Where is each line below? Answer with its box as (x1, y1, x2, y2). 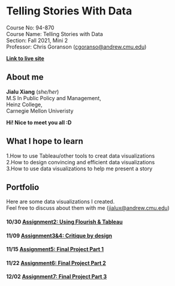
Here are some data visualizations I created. (6, 198, 115, 205)
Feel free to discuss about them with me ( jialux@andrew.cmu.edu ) (6, 204, 170, 212)
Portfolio (6, 182, 40, 192)
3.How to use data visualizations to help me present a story (6, 165, 153, 172)
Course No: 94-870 (6, 24, 55, 31)
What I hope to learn (6, 136, 83, 146)
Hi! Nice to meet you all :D (6, 119, 72, 126)
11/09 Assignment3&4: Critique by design (6, 232, 113, 239)
